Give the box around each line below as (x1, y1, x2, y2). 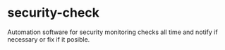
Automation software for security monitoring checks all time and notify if (7, 28, 218, 36)
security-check (7, 5, 100, 21)
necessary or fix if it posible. (7, 35, 90, 43)
